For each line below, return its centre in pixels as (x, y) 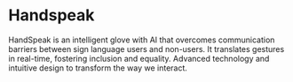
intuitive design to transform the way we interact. (98, 68)
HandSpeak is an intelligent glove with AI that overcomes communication (142, 40)
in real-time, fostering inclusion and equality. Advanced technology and (139, 58)
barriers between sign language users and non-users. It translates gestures (146, 48)
